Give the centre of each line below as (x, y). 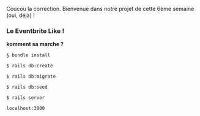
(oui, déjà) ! (21, 15)
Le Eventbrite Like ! (35, 31)
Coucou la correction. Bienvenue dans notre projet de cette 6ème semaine (100, 9)
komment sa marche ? (35, 44)
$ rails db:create (30, 66)
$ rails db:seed (27, 87)
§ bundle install (28, 55)
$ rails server (26, 98)
